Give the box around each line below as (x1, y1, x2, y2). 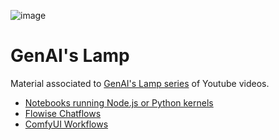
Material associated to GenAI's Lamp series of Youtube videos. (10, 77, 270, 89)
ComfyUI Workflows (24, 118, 109, 130)
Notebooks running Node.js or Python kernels (24, 96, 214, 109)
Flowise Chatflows (24, 107, 102, 119)
